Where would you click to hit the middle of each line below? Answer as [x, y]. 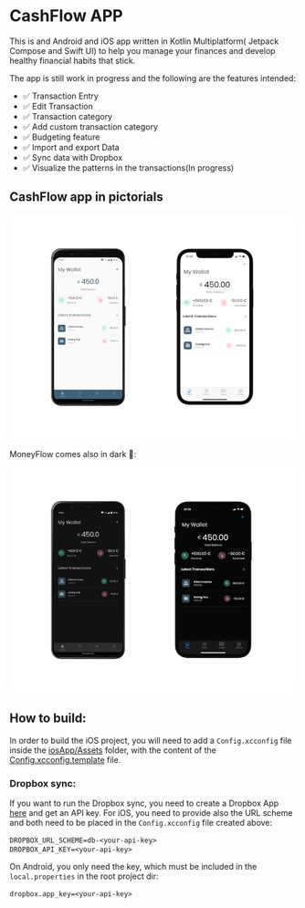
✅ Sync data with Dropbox [73, 157]
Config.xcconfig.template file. [65, 759]
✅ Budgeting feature [61, 137]
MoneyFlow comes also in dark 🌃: [73, 454]
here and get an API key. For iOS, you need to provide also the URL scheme [151, 813]
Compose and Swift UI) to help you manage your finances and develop [142, 50]
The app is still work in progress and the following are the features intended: [153, 78]
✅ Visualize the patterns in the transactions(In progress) [128, 167]
